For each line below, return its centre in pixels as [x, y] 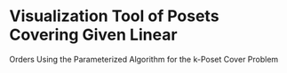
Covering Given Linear [93, 35]
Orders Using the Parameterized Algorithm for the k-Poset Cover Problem [144, 59]
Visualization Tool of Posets [114, 16]
